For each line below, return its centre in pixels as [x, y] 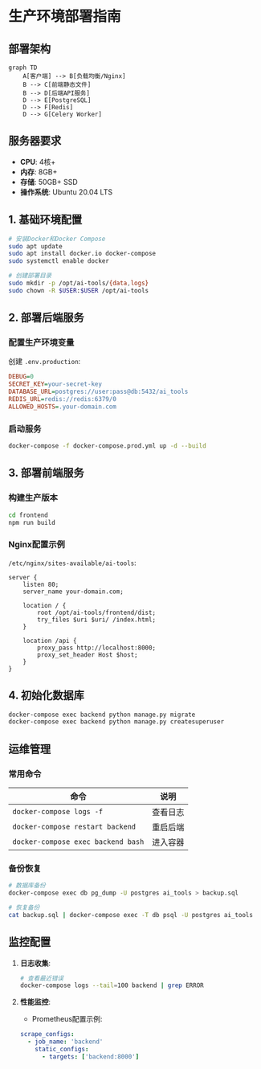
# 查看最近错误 [42, 978]
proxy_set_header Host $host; [88, 655]
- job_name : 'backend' [65, 1042]
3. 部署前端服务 [46, 473]
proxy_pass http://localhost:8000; [97, 648]
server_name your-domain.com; [73, 592]
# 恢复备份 [24, 908]
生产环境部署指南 [65, 16]
